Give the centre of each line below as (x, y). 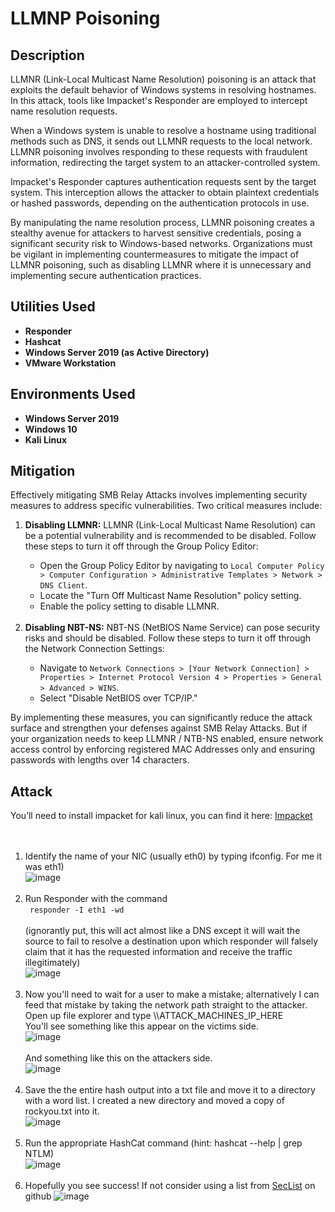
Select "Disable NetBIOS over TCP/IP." (118, 698)
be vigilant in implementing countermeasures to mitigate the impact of (155, 254)
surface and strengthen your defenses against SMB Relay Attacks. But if (159, 728)
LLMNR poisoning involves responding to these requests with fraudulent (159, 151)
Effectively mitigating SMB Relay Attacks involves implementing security (159, 495)
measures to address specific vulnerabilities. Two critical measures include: (166, 506)
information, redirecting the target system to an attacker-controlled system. (165, 162)
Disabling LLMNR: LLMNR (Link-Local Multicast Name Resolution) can (170, 525)
